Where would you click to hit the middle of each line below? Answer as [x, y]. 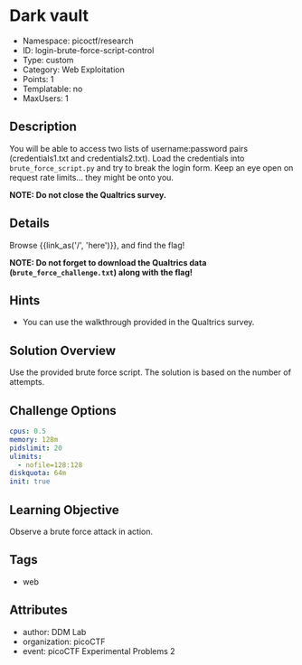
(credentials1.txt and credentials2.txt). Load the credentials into [127, 158]
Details [29, 224]
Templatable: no [52, 89]
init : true [30, 482]
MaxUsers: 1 [46, 98]
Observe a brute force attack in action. [81, 531]
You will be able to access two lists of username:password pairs [129, 148]
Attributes [38, 610]
